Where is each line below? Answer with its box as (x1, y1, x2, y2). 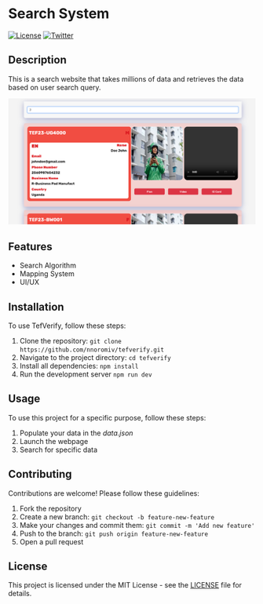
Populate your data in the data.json (19, 428, 133, 438)
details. (8, 589, 32, 599)
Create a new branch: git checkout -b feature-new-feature (19, 511, 214, 522)
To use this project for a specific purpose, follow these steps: (8, 413, 206, 422)
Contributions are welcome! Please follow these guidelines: (8, 488, 200, 498)
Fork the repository (19, 504, 82, 513)
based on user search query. (8, 82, 101, 92)
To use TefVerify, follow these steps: (8, 321, 126, 330)
